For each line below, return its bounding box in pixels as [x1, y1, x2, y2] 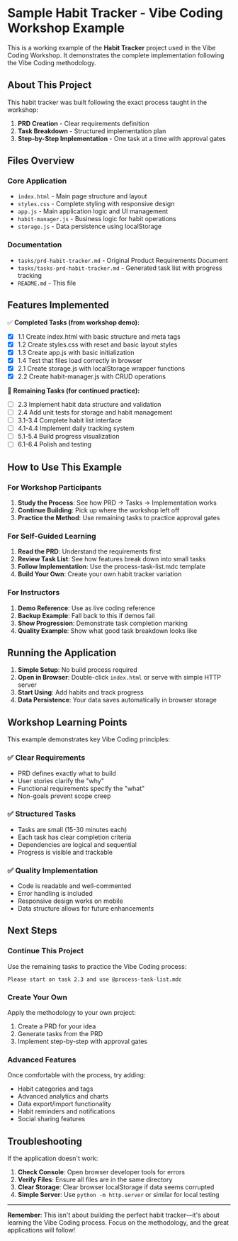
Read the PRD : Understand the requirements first [17, 547, 161, 556]
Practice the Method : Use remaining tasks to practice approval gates [17, 513, 220, 522]
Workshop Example [7, 20, 125, 36]
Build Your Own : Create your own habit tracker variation [17, 570, 182, 578]
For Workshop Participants [7, 482, 102, 492]
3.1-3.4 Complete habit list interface [17, 416, 122, 425]
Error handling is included [17, 889, 93, 898]
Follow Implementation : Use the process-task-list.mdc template [17, 562, 205, 571]
